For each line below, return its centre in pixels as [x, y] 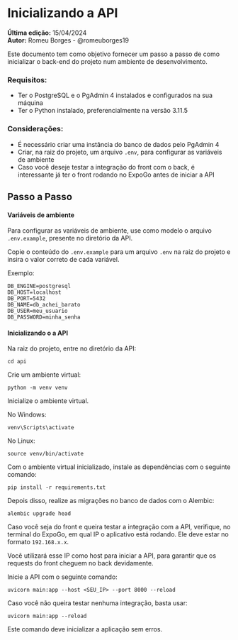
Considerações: [35, 129]
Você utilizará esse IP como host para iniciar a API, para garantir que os [112, 556]
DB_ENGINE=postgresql [39, 286]
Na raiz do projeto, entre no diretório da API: [72, 348]
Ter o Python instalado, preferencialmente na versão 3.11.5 [103, 111]
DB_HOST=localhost [34, 292]
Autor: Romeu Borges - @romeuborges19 [68, 40]
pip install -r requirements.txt [57, 487]
